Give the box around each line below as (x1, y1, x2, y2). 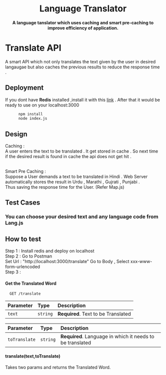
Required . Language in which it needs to (60, 333, 155, 340)
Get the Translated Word (5, 280, 57, 286)
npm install (18, 111, 43, 116)
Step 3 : (5, 269, 21, 275)
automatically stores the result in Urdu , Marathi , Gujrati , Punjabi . (5, 179, 140, 185)
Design (5, 130, 28, 138)
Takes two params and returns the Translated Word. (5, 364, 111, 370)
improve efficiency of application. (47, 25, 119, 31)
